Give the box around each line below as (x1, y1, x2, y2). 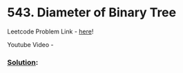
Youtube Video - (7, 40, 54, 48)
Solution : (7, 57, 39, 67)
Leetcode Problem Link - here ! (7, 27, 94, 35)
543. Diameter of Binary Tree (7, 5, 177, 20)
